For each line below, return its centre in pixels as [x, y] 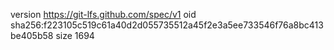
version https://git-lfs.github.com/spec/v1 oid [103, 14]
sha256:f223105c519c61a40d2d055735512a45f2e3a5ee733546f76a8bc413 [167, 25]
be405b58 [32, 35]
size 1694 [75, 35]
